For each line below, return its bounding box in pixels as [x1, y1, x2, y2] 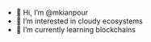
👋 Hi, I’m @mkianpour [15, 8, 89, 17]
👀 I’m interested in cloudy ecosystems [15, 16, 143, 26]
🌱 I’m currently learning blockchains [15, 25, 136, 34]
